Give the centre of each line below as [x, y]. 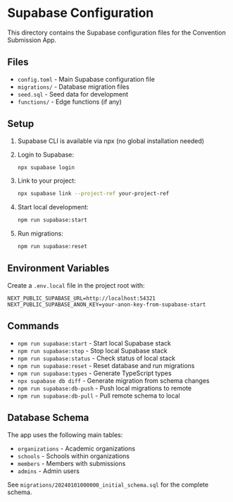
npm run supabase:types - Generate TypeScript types [94, 373]
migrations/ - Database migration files [73, 87]
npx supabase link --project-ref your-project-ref [93, 194]
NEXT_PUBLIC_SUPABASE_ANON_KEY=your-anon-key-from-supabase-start [107, 305]
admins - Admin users [48, 471]
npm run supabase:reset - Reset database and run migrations [106, 365]
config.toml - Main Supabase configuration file [86, 79]
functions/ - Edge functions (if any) [69, 102]
